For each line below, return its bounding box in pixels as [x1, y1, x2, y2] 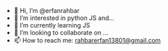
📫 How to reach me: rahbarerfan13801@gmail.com [13, 37, 161, 44]
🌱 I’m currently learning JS [13, 21, 91, 29]
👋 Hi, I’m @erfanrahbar [13, 7, 80, 14]
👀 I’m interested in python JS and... [13, 14, 115, 22]
